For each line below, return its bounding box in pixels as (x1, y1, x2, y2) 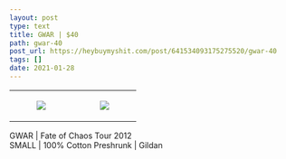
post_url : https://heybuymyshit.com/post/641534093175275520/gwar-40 (9, 47, 278, 56)
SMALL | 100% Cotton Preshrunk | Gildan (9, 139, 163, 150)
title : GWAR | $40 (9, 30, 79, 39)
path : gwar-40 (9, 38, 63, 48)
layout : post (9, 13, 59, 23)
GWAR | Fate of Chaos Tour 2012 (9, 130, 133, 141)
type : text (9, 22, 51, 31)
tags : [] (9, 55, 43, 64)
